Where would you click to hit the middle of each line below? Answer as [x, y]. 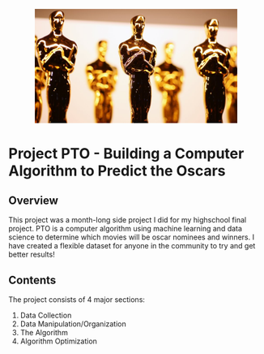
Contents [32, 280]
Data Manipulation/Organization [73, 324]
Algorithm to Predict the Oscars [117, 171]
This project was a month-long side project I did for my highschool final [128, 220]
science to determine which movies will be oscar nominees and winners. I [132, 237]
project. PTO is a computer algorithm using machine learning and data [126, 229]
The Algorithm [44, 333]
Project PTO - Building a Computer [126, 153]
